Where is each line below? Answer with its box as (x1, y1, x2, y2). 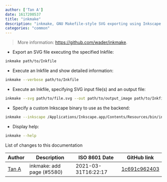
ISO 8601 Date (78, 154, 114, 161)
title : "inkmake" (5, 16, 41, 21)
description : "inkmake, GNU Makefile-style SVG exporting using (5, 21, 141, 26)
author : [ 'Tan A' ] (5, 7, 43, 12)
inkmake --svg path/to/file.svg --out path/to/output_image (5, 95, 133, 101)
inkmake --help (5, 133, 37, 138)
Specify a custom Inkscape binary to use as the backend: (12, 105, 130, 111)
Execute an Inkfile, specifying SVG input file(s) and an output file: (12, 86, 146, 92)
